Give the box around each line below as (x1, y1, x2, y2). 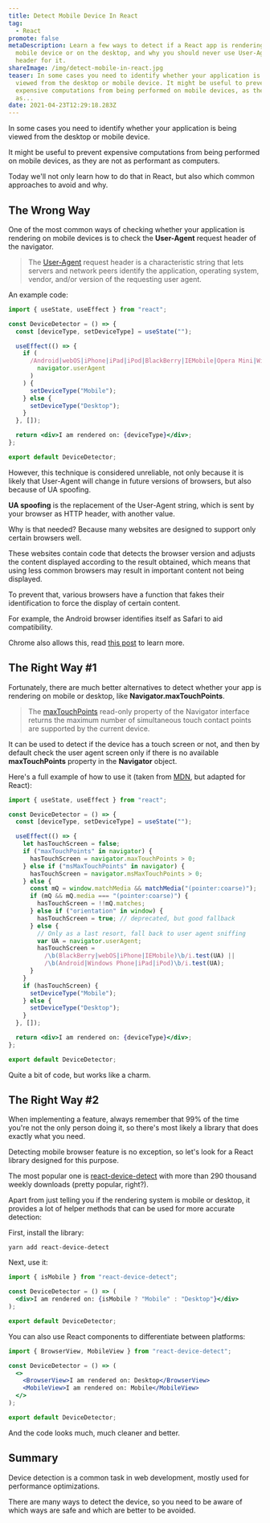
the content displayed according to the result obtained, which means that (8, 557, 251, 566)
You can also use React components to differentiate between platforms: (8, 1331, 246, 1341)
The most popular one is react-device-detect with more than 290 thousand (8, 1171, 257, 1181)
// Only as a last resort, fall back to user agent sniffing (37, 929, 247, 937)
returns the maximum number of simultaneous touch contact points (27, 715, 252, 725)
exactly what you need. (8, 1132, 86, 1141)
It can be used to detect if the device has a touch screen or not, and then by (8, 739, 260, 749)
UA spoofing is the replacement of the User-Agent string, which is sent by (8, 500, 255, 510)
